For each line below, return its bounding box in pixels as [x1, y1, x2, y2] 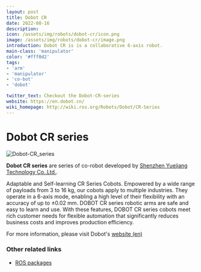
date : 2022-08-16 [6, 20, 50, 26]
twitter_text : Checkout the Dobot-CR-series [6, 93, 120, 99]
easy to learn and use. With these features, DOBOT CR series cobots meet [6, 206, 191, 213]
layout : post [6, 8, 39, 15]
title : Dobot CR [6, 15, 47, 21]
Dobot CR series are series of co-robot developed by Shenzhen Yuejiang [6, 161, 188, 169]
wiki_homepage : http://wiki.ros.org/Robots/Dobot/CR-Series [6, 104, 161, 110]
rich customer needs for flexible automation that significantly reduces [6, 212, 179, 219]
